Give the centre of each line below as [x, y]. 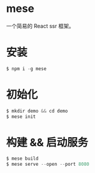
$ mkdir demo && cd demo [37, 111]
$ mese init [21, 116]
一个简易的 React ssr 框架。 [40, 26]
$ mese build [22, 159]
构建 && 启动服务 [47, 142]
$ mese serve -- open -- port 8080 [48, 164]
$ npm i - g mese [26, 69]
